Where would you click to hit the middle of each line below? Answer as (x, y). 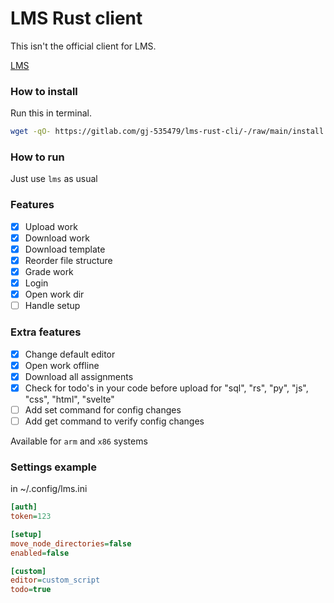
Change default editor (70, 354)
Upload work (51, 226)
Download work (57, 238)
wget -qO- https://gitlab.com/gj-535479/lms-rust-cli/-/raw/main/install (167, 132)
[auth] (24, 507)
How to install (44, 91)
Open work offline (62, 365)
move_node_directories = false (71, 543)
